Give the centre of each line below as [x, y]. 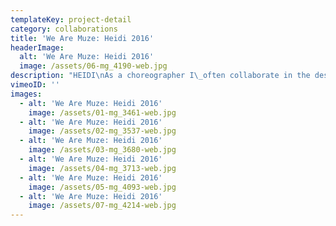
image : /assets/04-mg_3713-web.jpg [102, 168]
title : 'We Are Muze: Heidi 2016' [82, 38]
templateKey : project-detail [71, 19]
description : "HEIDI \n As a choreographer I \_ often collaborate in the [160, 76]
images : [26, 94]
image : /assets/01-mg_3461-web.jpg [102, 112]
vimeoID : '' [35, 85]
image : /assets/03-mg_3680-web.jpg [102, 150]
